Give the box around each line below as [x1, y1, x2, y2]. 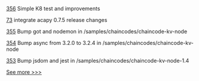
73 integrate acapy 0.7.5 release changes [6, 17, 108, 23]
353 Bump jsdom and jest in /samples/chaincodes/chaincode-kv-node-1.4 [6, 57, 189, 64]
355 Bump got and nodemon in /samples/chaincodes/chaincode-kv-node [6, 28, 188, 35]
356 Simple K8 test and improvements [6, 5, 100, 12]
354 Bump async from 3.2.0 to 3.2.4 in [6, 40, 102, 46]
